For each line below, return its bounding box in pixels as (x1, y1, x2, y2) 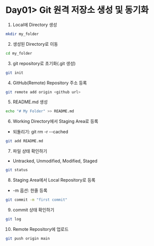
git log (5, 216, 22, 221)
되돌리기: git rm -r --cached (12, 129, 68, 135)
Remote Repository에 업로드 (12, 226, 69, 232)
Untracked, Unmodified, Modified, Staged (12, 158, 97, 164)
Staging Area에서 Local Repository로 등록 (12, 177, 95, 183)
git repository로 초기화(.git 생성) (12, 60, 76, 66)
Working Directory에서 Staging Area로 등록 (12, 119, 98, 124)
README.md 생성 (12, 99, 48, 105)
